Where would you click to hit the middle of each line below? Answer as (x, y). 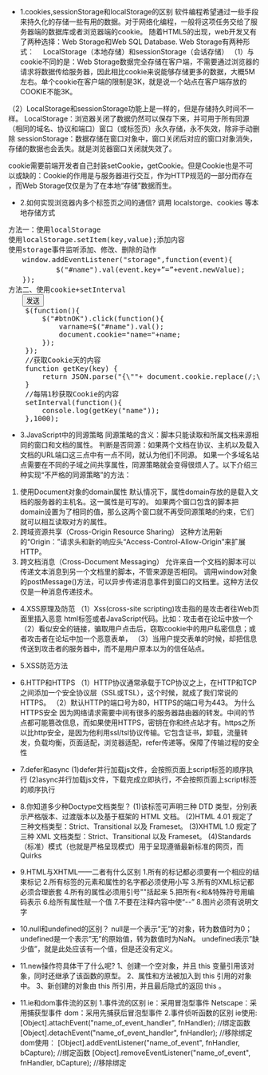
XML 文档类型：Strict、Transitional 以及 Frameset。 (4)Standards (143, 836)
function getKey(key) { (71, 369)
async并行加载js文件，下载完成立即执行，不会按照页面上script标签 (148, 779)
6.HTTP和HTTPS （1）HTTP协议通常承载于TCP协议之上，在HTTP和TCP (138, 683)
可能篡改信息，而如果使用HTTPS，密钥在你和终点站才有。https (138, 723)
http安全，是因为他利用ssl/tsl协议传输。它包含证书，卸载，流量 (138, 733)
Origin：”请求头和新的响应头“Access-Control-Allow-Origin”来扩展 (138, 541)
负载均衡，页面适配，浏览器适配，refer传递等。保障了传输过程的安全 (147, 743)
